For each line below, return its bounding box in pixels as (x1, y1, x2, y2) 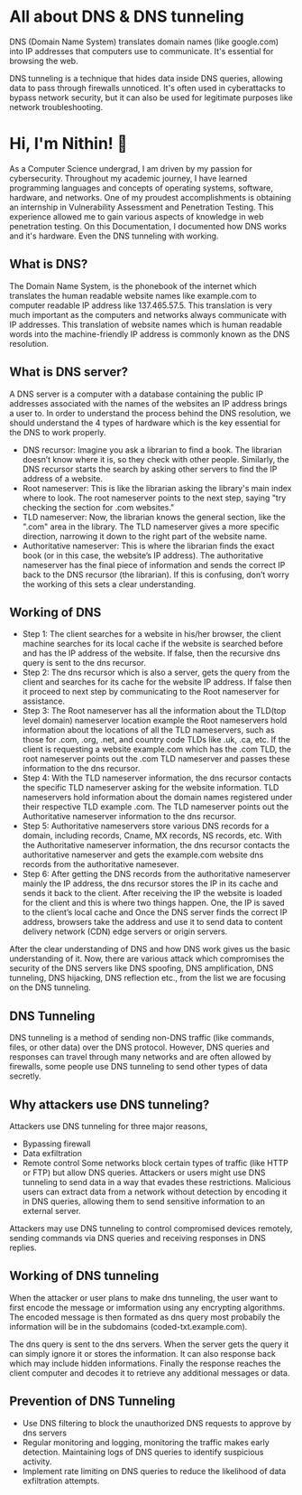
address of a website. (22, 472, 104, 484)
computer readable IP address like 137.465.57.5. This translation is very (9, 300, 273, 311)
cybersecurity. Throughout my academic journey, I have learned (9, 173, 248, 183)
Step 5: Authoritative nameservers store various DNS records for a (22, 820, 270, 832)
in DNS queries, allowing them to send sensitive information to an (22, 1195, 266, 1207)
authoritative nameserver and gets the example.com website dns (22, 849, 264, 860)
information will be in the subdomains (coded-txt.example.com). (9, 1321, 248, 1331)
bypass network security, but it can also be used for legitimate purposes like (9, 92, 293, 103)
